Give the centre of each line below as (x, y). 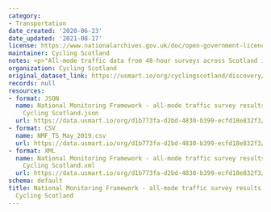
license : (23, 46)
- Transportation (38, 23)
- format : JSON (34, 98)
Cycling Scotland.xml (59, 166)
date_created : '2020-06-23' (56, 31)
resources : (27, 91)
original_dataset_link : (48, 76)
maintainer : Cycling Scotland (59, 53)
